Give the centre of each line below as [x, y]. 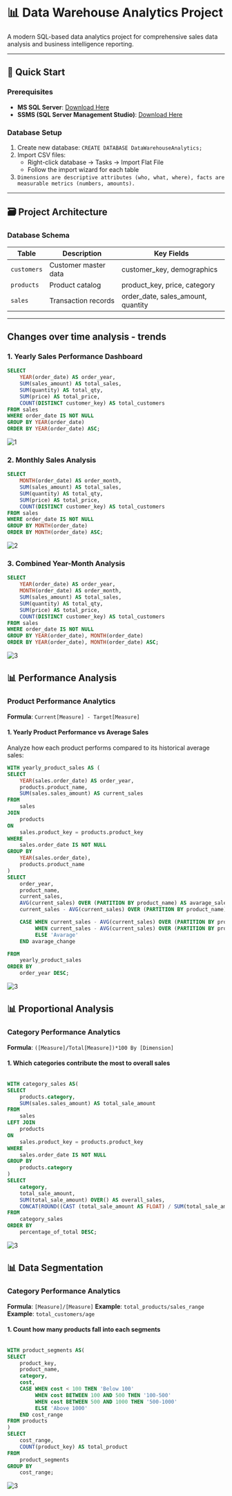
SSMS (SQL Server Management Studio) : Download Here [100, 114]
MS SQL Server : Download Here [63, 107]
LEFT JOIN [21, 1123]
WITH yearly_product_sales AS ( [54, 768]
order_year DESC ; [45, 974]
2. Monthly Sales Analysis [52, 459]
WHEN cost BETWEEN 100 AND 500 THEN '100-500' [103, 1395]
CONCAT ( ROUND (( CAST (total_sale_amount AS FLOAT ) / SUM [102, 1206]
